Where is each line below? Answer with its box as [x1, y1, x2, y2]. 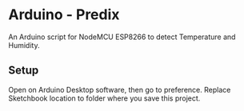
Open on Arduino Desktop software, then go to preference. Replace [8, 85, 231, 94]
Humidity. [8, 40, 40, 50]
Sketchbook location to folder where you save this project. [8, 93, 201, 103]
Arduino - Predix [8, 6, 120, 24]
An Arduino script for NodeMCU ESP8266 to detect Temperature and [8, 32, 236, 42]
